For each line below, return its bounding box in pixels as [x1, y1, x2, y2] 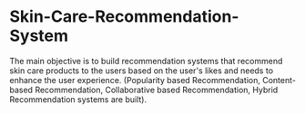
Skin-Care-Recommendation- [9, 6, 239, 27]
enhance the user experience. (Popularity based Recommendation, [9, 74, 261, 85]
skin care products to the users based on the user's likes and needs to [9, 65, 274, 76]
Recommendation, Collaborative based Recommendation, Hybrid [35, 84, 279, 95]
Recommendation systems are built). [9, 93, 147, 105]
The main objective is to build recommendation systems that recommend [9, 55, 283, 66]
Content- [262, 74, 296, 85]
